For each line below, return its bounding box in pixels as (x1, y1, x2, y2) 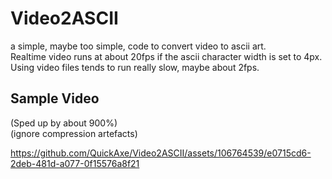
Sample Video (10, 90, 100, 107)
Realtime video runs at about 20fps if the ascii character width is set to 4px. (10, 50, 323, 62)
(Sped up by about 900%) (10, 117, 118, 129)
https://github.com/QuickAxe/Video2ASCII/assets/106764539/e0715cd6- (10, 147, 312, 159)
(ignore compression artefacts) (10, 127, 138, 139)
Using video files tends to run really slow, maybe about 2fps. (10, 61, 260, 73)
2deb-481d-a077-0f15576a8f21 (10, 157, 140, 169)
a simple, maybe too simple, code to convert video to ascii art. (10, 40, 267, 52)
